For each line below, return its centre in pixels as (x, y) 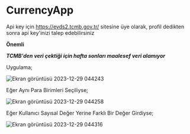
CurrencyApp (40, 10)
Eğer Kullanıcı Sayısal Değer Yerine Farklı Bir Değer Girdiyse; (80, 113)
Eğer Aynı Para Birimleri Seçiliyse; (47, 90)
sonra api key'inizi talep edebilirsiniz (50, 32)
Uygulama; (19, 67)
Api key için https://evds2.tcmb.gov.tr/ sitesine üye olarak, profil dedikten (95, 27)
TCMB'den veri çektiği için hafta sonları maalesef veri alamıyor (86, 55)
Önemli (15, 44)
